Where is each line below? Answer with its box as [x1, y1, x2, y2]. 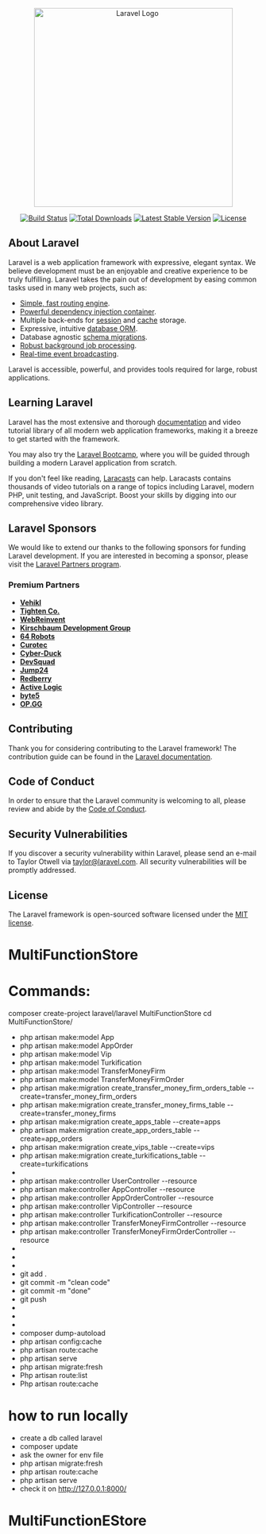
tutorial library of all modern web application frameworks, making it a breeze [8, 426, 258, 435]
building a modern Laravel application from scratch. [8, 457, 177, 467]
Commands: [8, 983, 91, 1000]
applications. [8, 372, 50, 382]
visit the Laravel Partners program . [8, 559, 121, 569]
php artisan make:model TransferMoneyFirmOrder [19, 1075, 185, 1084]
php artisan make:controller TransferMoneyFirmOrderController [19, 1227, 228, 1236]
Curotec [19, 640, 48, 649]
